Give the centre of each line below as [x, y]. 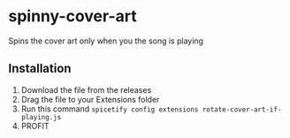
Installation [40, 69]
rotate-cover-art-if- [242, 109]
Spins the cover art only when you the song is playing [106, 41]
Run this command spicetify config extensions [110, 109]
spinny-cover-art [73, 16]
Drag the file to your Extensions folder [90, 99]
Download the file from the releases [86, 89]
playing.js [41, 117]
